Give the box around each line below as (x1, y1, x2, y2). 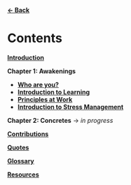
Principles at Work (17, 95, 73, 103)
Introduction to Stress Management (17, 103, 124, 111)
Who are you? (17, 80, 60, 89)
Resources (7, 170, 40, 179)
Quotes (7, 143, 29, 151)
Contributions (7, 129, 49, 138)
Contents (7, 31, 63, 46)
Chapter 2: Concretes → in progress (7, 116, 113, 124)
